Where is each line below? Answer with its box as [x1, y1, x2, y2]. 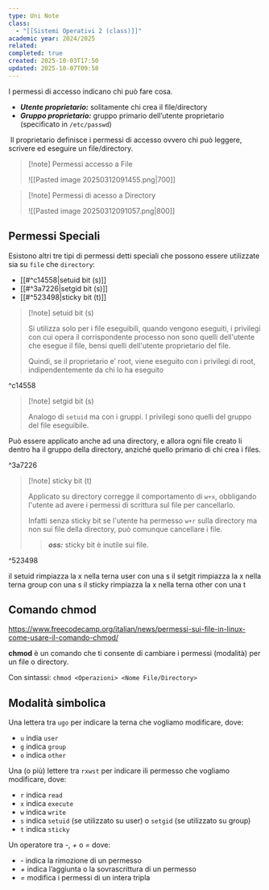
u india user [19, 733, 59, 743]
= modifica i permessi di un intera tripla [19, 873, 151, 883]
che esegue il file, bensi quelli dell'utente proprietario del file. [27, 341, 231, 350]
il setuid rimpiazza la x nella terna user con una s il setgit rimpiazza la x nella [8, 570, 262, 581]
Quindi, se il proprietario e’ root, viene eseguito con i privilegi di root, [27, 356, 256, 366]
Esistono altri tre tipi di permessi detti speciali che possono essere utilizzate [8, 251, 260, 261]
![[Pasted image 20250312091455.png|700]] [27, 174, 176, 184]
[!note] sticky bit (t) [27, 475, 93, 485]
